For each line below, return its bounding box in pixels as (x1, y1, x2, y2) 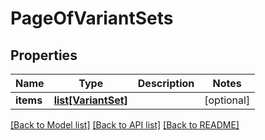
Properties (10, 47, 78, 64)
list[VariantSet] (53, 93, 128, 107)
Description (137, 77, 195, 90)
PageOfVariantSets (10, 7, 174, 30)
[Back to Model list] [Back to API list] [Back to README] (10, 119, 240, 131)
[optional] (204, 93, 251, 107)
